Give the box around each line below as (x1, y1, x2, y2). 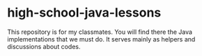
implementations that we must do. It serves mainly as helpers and (7, 35, 196, 43)
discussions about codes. (7, 42, 81, 50)
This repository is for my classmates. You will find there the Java (7, 28, 193, 36)
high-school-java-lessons (7, 5, 162, 21)
